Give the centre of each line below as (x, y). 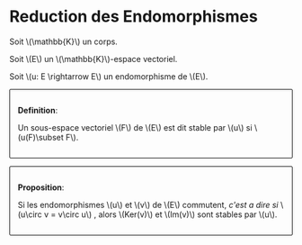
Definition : (38, 110)
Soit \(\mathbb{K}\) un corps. (64, 41)
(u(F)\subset (41, 137)
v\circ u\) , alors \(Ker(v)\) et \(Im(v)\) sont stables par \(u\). (168, 214)
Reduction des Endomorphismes (133, 17)
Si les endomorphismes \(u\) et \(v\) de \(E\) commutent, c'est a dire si (148, 204)
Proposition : (41, 187)
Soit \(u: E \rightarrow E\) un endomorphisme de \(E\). (109, 76)
